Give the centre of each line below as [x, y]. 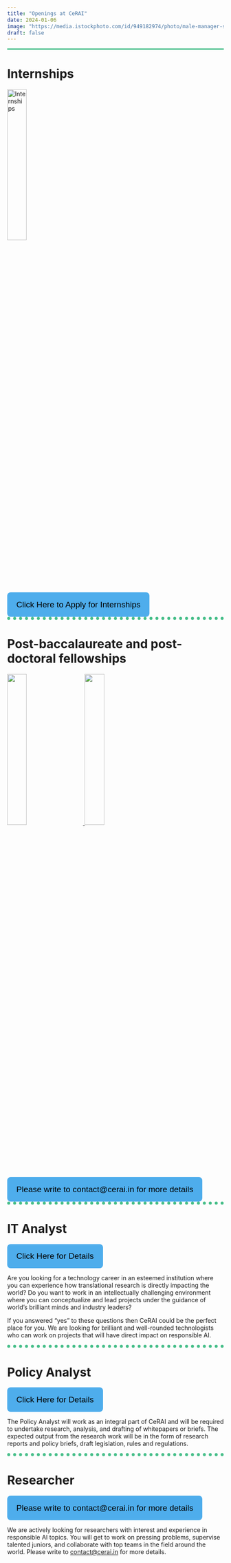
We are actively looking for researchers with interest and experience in [107, 1530]
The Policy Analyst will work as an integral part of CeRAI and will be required [115, 1422]
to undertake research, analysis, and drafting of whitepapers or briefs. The [113, 1429]
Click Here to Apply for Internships [78, 604]
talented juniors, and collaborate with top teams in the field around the [107, 1544]
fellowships [92, 659]
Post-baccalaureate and [78, 644]
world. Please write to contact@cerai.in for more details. [87, 1551]
